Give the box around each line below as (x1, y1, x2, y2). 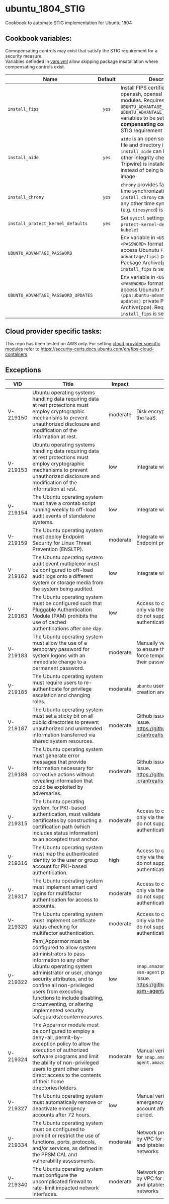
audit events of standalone (32, 512, 96, 519)
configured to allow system (32, 944, 97, 951)
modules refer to (5, 346, 40, 352)
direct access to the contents (32, 1072, 102, 1079)
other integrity (120, 154, 154, 161)
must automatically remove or (32, 1099, 103, 1106)
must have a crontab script (32, 500, 96, 507)
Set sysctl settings (120, 214, 166, 221)
